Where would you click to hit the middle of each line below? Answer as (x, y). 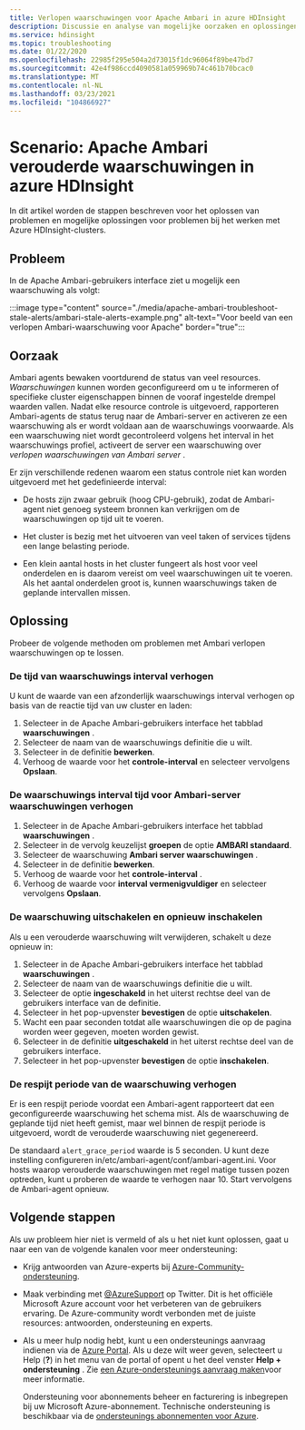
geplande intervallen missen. (76, 592)
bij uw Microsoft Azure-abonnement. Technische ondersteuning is (146, 1406)
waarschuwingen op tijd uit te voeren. (93, 518)
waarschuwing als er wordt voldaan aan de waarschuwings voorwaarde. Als (152, 425)
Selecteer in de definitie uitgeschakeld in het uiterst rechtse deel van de (158, 1041)
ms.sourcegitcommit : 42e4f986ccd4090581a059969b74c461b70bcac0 (132, 69)
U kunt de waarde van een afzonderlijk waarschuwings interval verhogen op (152, 696)
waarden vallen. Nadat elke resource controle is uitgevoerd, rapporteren (144, 406)
